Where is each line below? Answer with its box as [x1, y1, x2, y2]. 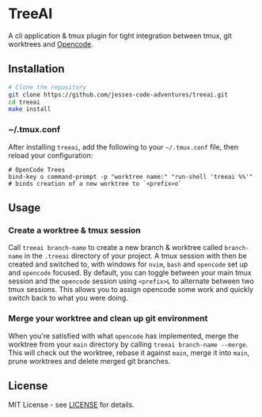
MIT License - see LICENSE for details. [8, 400, 135, 410]
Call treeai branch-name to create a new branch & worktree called [8, 243, 223, 252]
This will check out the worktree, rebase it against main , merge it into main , [8, 347, 250, 357]
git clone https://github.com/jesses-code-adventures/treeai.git [8, 90, 228, 99]
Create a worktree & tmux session [8, 225, 141, 236]
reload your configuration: [8, 150, 93, 160]
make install [8, 105, 51, 113]
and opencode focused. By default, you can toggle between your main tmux [8, 268, 252, 278]
